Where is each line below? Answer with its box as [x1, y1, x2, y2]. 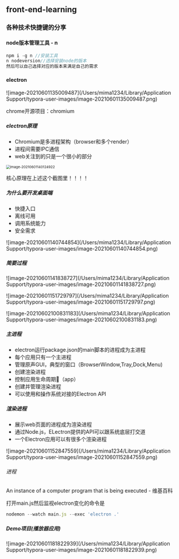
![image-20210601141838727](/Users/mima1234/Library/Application [6, 275, 170, 282]
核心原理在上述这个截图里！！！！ [6, 175, 89, 182]
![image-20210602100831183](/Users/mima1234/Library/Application [6, 310, 170, 317]
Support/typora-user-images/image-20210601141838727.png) [6, 281, 157, 288]
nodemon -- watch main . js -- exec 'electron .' [6, 511, 119, 517]
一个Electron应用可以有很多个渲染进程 [14, 435, 107, 443]
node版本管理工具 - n [6, 39, 58, 46]
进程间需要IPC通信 [14, 145, 60, 152]
